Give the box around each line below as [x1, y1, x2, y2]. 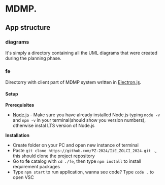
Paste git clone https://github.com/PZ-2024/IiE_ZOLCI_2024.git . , [12, 148, 157, 154]
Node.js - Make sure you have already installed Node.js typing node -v [12, 112, 160, 118]
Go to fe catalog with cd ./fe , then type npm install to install [12, 158, 141, 164]
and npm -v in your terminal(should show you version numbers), [12, 117, 146, 123]
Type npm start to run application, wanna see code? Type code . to [12, 169, 154, 175]
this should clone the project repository [12, 153, 95, 159]
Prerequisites [5, 102, 35, 108]
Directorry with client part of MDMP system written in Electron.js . [5, 79, 141, 85]
